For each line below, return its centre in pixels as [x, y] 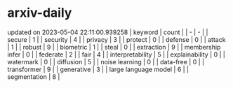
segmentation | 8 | [34, 76]
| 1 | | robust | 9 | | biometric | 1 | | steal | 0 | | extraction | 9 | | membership [114, 47]
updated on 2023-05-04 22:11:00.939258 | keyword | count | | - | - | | [108, 32]
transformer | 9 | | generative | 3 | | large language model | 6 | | [98, 69]
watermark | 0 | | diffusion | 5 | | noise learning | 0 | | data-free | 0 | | [106, 61]
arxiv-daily [40, 13]
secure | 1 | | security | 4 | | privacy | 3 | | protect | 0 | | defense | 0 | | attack [116, 39]
